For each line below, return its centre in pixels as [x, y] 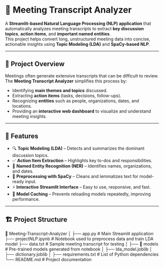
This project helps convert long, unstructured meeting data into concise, [78, 39]
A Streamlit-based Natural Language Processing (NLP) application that [78, 23]
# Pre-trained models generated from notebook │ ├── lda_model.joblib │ [79, 249]
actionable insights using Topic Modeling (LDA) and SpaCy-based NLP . [78, 44]
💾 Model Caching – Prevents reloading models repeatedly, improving [82, 194]
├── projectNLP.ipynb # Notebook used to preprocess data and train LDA [79, 239]
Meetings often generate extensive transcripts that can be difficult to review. [82, 76]
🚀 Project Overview [35, 64]
